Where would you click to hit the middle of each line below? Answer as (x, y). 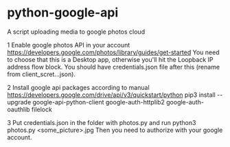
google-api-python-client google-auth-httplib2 (99, 102)
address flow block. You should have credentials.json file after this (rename (114, 67)
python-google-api (63, 13)
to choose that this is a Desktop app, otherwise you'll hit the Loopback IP (110, 59)
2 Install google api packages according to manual (78, 87)
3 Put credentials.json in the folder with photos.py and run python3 (102, 122)
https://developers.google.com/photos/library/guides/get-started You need (113, 52)
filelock (42, 109)
